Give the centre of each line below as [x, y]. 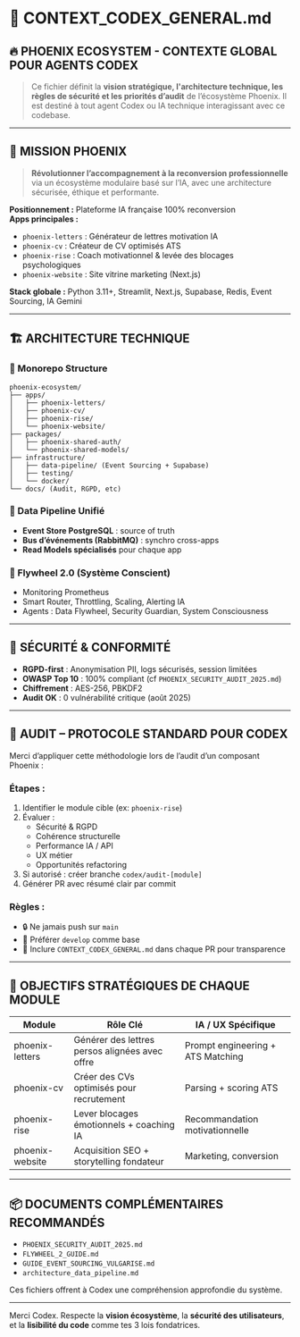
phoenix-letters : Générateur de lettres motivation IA [120, 236]
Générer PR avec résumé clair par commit [99, 884]
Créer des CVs [104, 1077]
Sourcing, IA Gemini [46, 301]
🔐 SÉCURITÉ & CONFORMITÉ [90, 647]
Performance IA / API [74, 846]
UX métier [54, 855]
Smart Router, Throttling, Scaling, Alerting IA [104, 601]
